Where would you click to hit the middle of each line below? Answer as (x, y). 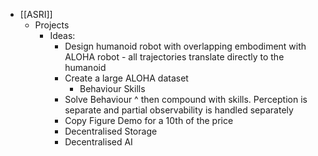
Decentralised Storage (111, 131)
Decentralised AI (98, 142)
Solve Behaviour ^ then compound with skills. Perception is (186, 99)
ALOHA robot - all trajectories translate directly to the (174, 57)
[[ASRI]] (36, 14)
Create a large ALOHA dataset (126, 78)
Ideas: (62, 35)
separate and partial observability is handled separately (179, 110)
